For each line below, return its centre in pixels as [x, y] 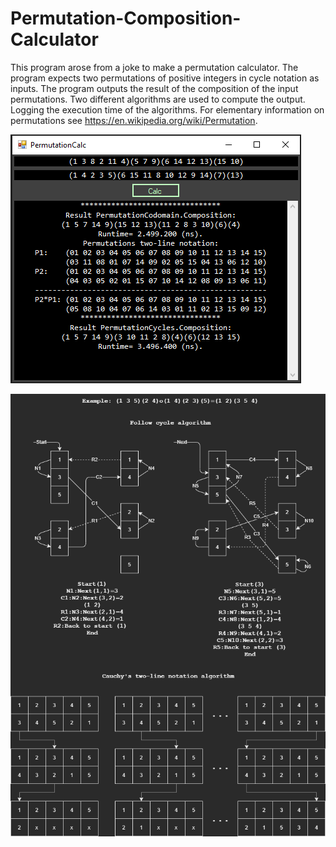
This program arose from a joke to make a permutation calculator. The [154, 67]
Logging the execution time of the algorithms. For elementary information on [167, 109]
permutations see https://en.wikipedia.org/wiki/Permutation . [134, 120]
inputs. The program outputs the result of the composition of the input [154, 88]
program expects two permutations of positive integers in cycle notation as [165, 78]
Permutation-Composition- [126, 18]
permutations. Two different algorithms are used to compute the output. [158, 99]
